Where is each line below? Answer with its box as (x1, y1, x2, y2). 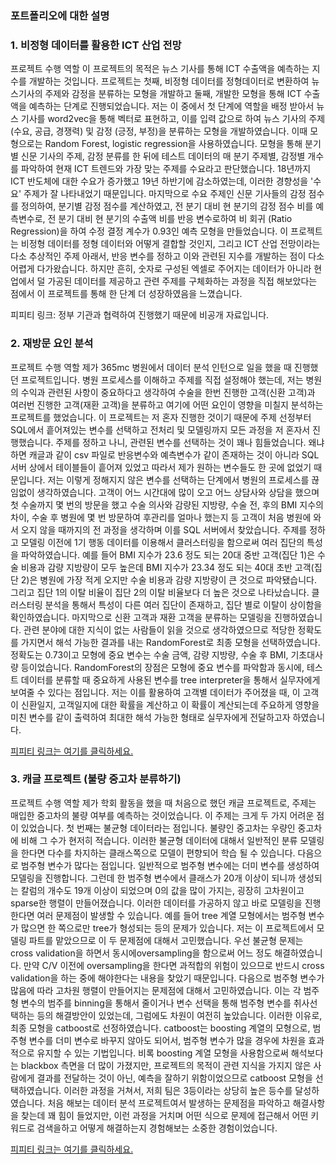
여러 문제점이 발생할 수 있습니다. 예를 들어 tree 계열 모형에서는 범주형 (36, 909, 307, 921)
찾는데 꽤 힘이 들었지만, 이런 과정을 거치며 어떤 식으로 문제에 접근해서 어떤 (20, 1109, 309, 1121)
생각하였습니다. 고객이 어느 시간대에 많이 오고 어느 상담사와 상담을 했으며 (36, 486, 320, 498)
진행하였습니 (273, 611, 323, 623)
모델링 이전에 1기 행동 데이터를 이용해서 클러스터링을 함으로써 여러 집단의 (20, 536, 305, 548)
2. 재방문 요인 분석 (10, 337, 94, 351)
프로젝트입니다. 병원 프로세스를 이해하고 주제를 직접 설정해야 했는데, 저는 (20, 373, 304, 386)
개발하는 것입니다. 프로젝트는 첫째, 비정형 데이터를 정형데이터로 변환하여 (28, 75, 310, 87)
